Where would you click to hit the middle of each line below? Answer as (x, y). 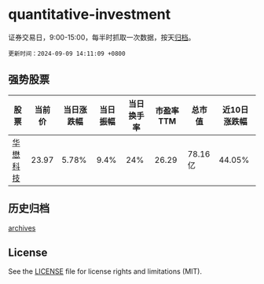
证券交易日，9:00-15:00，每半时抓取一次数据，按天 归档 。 (102, 37)
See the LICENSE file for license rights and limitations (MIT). (105, 271)
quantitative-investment (90, 15)
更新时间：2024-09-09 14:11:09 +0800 (67, 53)
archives (22, 228)
